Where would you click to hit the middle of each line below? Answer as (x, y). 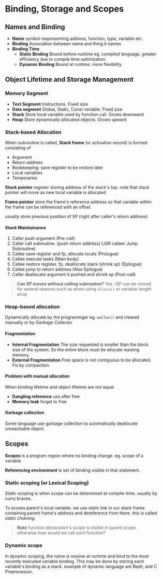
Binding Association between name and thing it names (66, 44)
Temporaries (25, 178)
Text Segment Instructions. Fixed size (50, 104)
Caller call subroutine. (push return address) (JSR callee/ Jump (75, 243)
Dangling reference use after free (46, 396)
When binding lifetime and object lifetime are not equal (59, 387)
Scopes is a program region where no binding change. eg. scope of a (74, 456)
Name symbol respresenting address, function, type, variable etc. (78, 38)
